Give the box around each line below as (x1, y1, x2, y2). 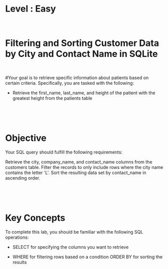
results (12, 259, 27, 265)
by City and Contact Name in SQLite (5, 48, 158, 60)
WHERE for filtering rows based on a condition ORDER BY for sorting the (12, 253, 162, 260)
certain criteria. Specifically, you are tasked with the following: (5, 80, 134, 86)
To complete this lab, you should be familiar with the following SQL (5, 229, 143, 235)
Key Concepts (5, 212, 65, 224)
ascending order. (5, 175, 41, 181)
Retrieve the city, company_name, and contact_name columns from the (5, 158, 152, 165)
